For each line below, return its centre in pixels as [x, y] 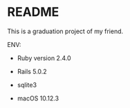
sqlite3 [27, 84]
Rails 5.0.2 [32, 71]
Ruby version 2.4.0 [44, 58]
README [33, 12]
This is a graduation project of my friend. [65, 31]
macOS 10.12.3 [38, 98]
